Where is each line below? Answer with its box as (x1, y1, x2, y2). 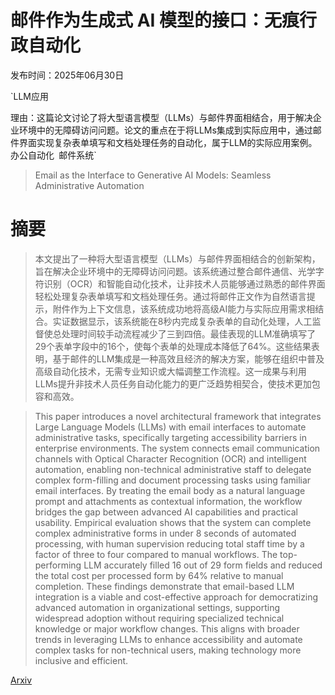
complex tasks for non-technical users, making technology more (34, 644, 302, 656)
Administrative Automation (34, 179, 145, 191)
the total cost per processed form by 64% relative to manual (34, 569, 284, 581)
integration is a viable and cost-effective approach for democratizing (34, 591, 319, 603)
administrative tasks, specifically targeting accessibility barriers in (34, 431, 307, 443)
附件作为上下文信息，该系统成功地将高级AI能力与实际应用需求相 (52, 302, 316, 315)
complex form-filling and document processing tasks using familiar (34, 474, 312, 486)
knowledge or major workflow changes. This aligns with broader (34, 622, 300, 635)
